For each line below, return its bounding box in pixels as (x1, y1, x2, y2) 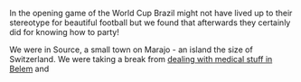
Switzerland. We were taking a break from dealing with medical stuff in (9, 54, 273, 64)
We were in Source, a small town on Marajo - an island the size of (9, 44, 253, 55)
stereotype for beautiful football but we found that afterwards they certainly (9, 17, 291, 28)
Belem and (9, 63, 50, 74)
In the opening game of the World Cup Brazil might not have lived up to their (9, 8, 293, 18)
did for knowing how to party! (9, 27, 119, 37)
